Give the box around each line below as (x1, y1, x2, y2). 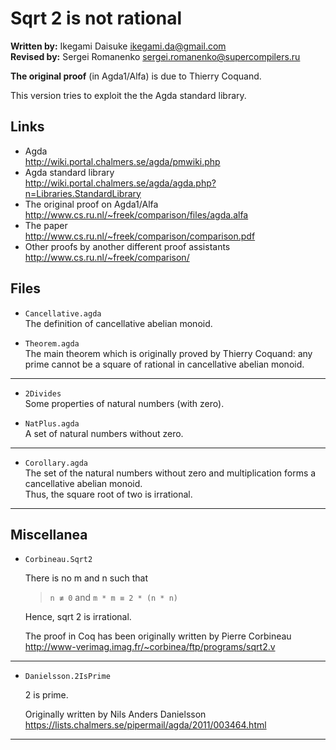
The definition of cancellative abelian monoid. (24, 317, 213, 329)
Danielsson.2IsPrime (24, 672, 111, 682)
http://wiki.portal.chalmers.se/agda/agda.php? (24, 177, 217, 189)
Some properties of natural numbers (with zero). (24, 397, 225, 409)
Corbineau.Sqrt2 (24, 555, 93, 565)
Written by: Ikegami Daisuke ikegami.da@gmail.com (10, 40, 227, 52)
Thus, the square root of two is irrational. (24, 488, 193, 500)
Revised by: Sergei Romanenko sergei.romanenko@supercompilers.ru (10, 50, 301, 62)
